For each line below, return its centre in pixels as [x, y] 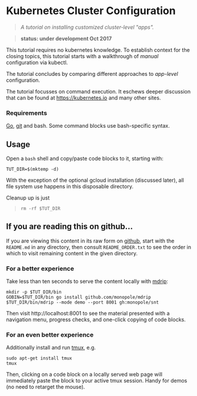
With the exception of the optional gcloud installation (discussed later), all [95, 180]
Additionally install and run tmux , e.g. [51, 348]
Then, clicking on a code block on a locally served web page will [84, 374]
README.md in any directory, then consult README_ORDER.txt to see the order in [99, 247]
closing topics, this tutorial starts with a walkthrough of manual [82, 56]
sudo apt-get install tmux [39, 358]
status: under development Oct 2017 [66, 38]
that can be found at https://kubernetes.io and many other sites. [84, 98]
